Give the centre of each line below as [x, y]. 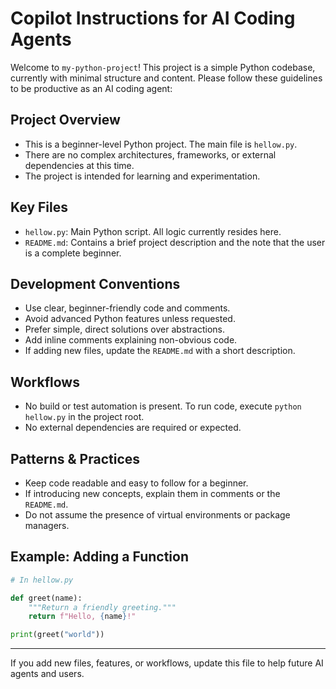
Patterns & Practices [75, 458]
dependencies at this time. [79, 165]
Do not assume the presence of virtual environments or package [157, 515]
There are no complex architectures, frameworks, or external [150, 154]
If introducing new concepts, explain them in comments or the [152, 493]
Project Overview [65, 120]
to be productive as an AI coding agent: [91, 88]
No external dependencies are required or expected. [133, 428]
